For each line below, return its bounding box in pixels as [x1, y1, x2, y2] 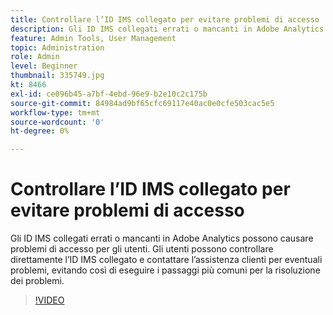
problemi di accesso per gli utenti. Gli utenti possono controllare [10, 243, 274, 255]
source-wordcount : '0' [10, 117, 105, 127]
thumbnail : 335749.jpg [10, 71, 105, 81]
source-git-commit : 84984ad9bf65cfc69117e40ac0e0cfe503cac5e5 [10, 98, 275, 108]
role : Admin [10, 52, 60, 62]
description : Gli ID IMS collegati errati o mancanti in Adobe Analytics [10, 24, 325, 34]
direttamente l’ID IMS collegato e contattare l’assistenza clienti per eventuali [10, 254, 323, 266]
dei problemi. [10, 275, 65, 287]
